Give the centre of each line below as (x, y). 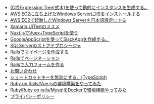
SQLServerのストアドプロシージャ (46, 45)
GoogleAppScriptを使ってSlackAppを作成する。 (60, 39)
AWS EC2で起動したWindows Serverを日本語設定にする (68, 20)
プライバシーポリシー (32, 96)
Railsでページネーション (35, 58)
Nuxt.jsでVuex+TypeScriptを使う (44, 33)
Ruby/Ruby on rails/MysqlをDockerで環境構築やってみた (68, 90)
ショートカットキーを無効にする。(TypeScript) (58, 77)
